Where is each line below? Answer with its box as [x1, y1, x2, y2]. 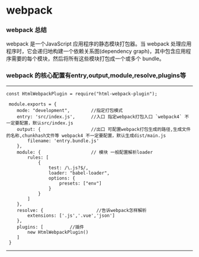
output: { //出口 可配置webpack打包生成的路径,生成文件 [17, 126, 191, 132]
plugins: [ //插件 [17, 224, 84, 230]
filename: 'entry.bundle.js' [27, 137, 99, 144]
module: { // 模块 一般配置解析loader [17, 149, 153, 155]
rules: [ [27, 155, 49, 160]
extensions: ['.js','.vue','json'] [27, 213, 115, 219]
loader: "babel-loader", [48, 170, 110, 176]
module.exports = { [8, 101, 57, 107]
